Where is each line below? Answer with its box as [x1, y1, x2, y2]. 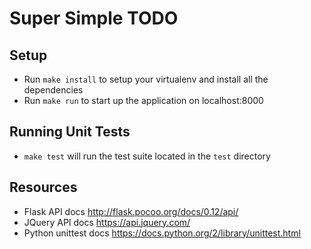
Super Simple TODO [9, 7, 179, 30]
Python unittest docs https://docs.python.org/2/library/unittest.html [23, 227, 301, 239]
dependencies [23, 84, 84, 96]
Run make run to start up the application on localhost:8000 [23, 95, 264, 106]
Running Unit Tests [9, 123, 131, 141]
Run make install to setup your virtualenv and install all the [23, 73, 269, 85]
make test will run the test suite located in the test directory [23, 150, 271, 162]
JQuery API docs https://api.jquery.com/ [23, 216, 191, 228]
